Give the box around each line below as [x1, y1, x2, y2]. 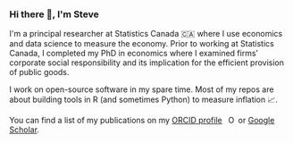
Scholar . [9, 124, 40, 135]
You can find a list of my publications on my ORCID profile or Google [9, 115, 275, 126]
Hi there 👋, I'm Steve [9, 8, 100, 21]
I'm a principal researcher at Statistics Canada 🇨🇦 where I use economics [9, 29, 283, 39]
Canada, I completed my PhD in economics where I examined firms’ [9, 48, 259, 59]
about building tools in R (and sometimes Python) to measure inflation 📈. [9, 94, 279, 105]
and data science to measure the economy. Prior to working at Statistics [9, 38, 274, 49]
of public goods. [9, 67, 70, 78]
